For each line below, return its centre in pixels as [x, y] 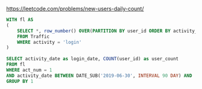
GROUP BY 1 [20, 81]
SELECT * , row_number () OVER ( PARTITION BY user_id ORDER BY [94, 31]
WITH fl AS [20, 20]
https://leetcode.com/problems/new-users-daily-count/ [75, 9]
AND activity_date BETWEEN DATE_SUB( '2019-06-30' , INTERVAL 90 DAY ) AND [99, 75]
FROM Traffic [33, 36]
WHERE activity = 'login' [50, 42]
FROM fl [16, 64]
